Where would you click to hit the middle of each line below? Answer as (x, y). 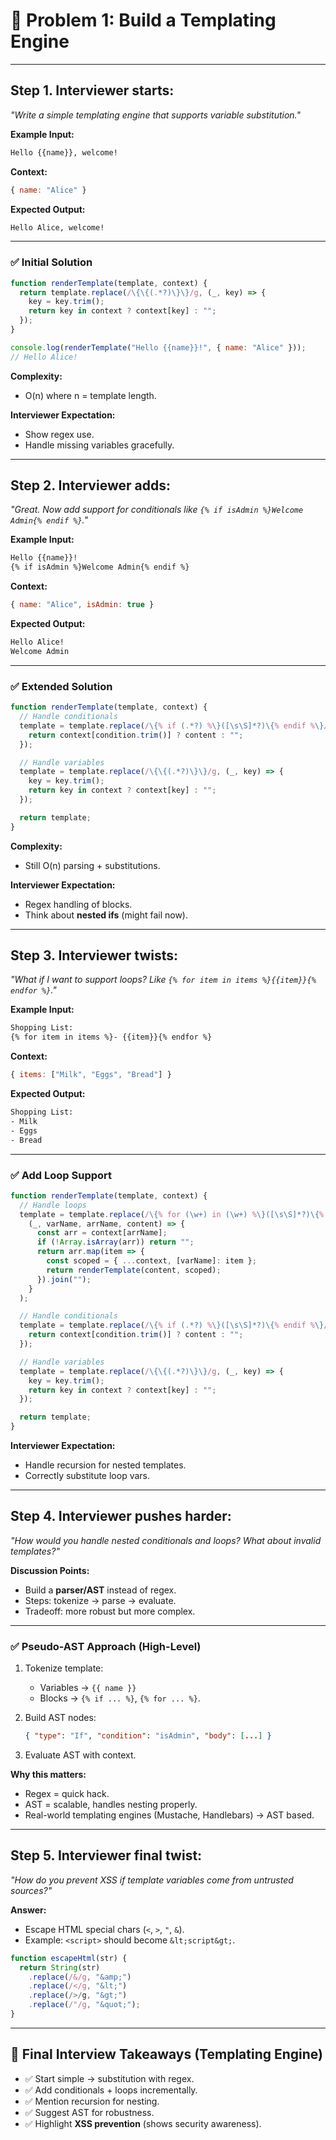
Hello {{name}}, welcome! (64, 152)
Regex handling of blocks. (78, 904)
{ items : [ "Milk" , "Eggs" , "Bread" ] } (91, 1075)
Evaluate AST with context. (80, 1755)
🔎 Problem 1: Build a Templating (143, 20)
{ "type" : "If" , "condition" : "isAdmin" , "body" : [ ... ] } (148, 1736)
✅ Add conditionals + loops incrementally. (111, 2090)
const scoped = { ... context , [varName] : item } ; (151, 1261)
